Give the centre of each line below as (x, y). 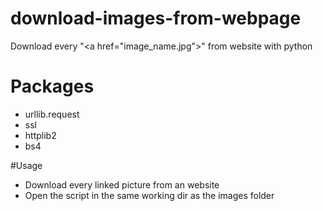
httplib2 (40, 135)
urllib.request (52, 114)
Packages (52, 86)
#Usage (26, 165)
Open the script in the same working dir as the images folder (149, 195)
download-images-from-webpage (156, 18)
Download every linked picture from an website (122, 184)
